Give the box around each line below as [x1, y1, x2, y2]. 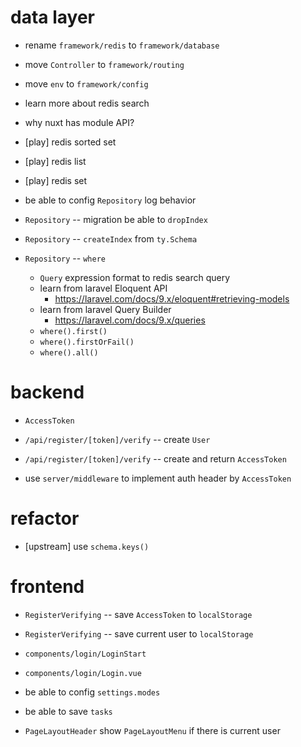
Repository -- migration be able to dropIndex [24, 213, 208, 225]
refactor [10, 507, 80, 530]
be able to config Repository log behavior [24, 194, 197, 206]
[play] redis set [24, 174, 88, 186]
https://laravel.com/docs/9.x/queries [54, 314, 206, 326]
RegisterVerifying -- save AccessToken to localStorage [24, 608, 253, 620]
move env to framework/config [24, 77, 149, 90]
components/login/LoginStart [24, 649, 147, 659]
